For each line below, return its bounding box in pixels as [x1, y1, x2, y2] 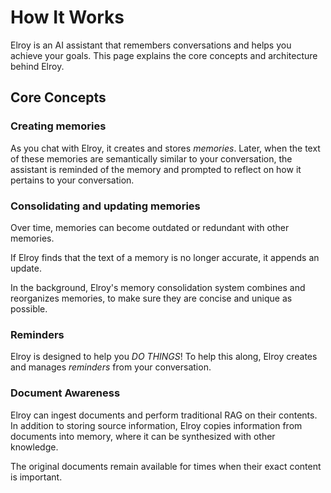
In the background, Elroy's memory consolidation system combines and [10, 281, 306, 293]
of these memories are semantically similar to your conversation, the [10, 152, 293, 165]
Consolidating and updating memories [10, 199, 201, 213]
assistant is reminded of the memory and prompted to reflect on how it [10, 163, 302, 175]
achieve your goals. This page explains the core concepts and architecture [10, 49, 318, 61]
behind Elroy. [10, 60, 65, 72]
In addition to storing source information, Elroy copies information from [10, 419, 303, 431]
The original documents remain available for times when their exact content [10, 460, 322, 472]
